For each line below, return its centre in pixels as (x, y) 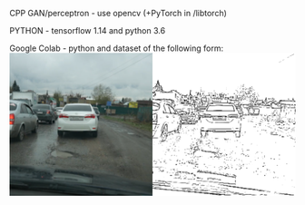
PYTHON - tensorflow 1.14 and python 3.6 (88, 30)
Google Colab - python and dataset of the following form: (117, 48)
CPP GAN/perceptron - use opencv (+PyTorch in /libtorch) (118, 13)
